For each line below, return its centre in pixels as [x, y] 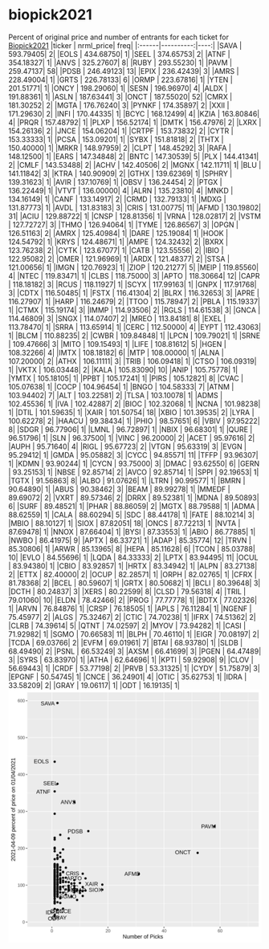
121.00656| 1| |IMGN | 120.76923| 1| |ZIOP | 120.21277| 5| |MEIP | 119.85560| [134, 267]
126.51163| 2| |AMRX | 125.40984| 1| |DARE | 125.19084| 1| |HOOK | [118, 233]
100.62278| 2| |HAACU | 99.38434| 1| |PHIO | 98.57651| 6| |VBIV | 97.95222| [134, 421]
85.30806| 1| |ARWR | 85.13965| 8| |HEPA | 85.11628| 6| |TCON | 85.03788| [132, 548]
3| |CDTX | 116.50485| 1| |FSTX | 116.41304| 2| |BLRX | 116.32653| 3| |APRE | [134, 293]
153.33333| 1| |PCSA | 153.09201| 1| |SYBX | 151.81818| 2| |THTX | [116, 139]
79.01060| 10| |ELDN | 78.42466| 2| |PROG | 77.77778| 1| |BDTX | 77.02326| [133, 600]
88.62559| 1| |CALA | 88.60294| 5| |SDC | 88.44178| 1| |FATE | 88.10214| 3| [132, 515]
